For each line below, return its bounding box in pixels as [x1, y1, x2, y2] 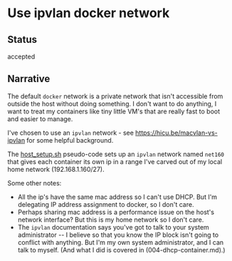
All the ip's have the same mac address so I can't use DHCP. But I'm [17, 193, 218, 201]
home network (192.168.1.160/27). [7, 165, 105, 173]
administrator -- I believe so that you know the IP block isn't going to [17, 230, 219, 239]
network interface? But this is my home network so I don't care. [17, 215, 204, 224]
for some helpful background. [26, 135, 114, 144]
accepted [7, 52, 36, 61]
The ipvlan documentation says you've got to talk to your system [17, 222, 210, 231]
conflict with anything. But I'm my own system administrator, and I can [17, 237, 224, 247]
